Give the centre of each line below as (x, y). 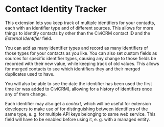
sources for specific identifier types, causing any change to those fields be (81, 58)
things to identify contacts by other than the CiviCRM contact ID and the (78, 33)
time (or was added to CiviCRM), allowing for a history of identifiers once (79, 89)
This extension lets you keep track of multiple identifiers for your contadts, (80, 23)
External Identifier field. (29, 38)
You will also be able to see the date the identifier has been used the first (79, 83)
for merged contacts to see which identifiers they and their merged (73, 69)
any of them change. (26, 94)
